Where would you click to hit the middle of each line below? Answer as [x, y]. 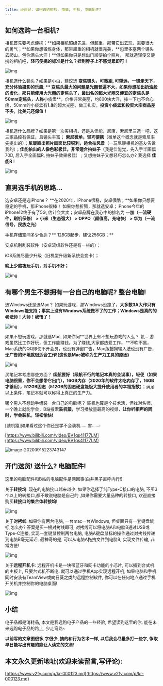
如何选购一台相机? [32, 30]
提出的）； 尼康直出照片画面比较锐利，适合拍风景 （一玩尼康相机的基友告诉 [82, 143]
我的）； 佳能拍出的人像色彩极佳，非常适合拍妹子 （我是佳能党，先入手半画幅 [81, 149]
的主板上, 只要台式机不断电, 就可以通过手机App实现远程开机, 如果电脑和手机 [81, 571]
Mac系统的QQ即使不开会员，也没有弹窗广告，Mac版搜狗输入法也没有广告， [81, 349]
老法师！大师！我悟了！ [28, 317]
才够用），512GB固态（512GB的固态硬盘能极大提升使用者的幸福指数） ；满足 [80, 387]
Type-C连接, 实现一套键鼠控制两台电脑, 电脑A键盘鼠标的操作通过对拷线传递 [80, 533]
